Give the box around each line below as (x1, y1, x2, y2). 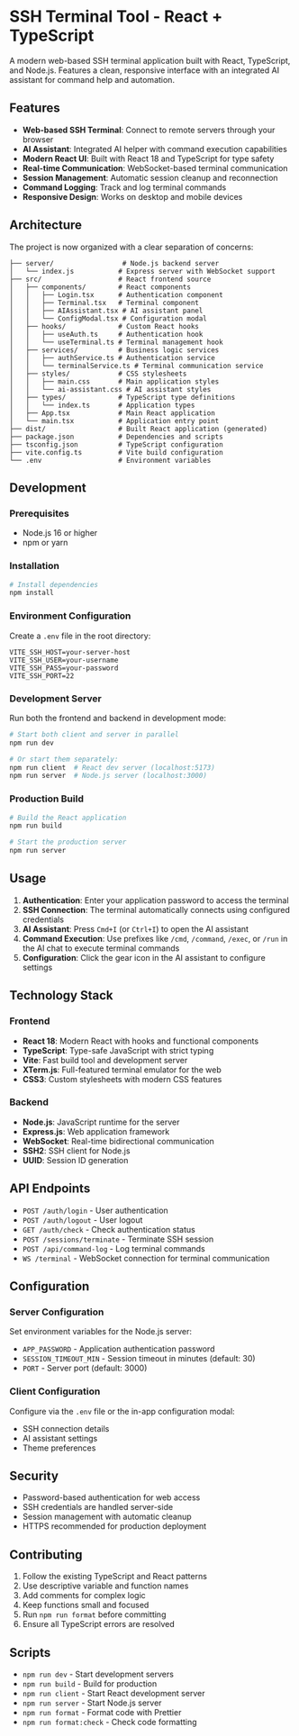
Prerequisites (9, 507, 69, 520)
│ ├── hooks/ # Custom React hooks (9, 321, 200, 330)
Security (9, 1469, 59, 1484)
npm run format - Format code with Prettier (22, 1707, 182, 1718)
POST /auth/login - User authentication (22, 1205, 168, 1216)
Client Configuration (9, 1385, 101, 1397)
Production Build (9, 792, 84, 805)
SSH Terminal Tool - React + (9, 6, 223, 27)
